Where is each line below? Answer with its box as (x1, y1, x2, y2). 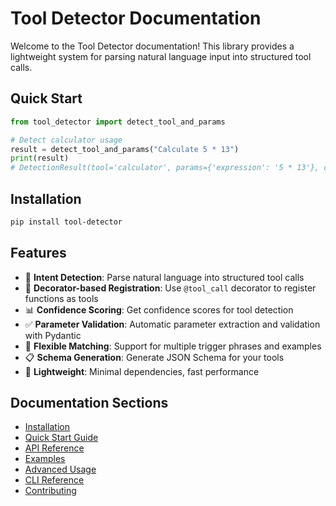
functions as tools (24, 292, 99, 304)
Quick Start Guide (24, 432, 99, 444)
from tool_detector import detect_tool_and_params (10, 117, 226, 127)
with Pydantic (24, 329, 82, 341)
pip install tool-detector (10, 217, 123, 227)
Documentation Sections (10, 395, 169, 412)
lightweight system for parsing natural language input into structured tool (10, 50, 312, 62)
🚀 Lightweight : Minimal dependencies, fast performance (24, 365, 260, 377)
